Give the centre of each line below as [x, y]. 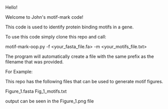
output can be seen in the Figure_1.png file [50, 101]
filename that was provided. [34, 62]
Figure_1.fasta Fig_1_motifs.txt [36, 91]
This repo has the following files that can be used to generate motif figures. [84, 81]
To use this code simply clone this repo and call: [56, 37]
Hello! [11, 7]
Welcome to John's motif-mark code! [44, 17]
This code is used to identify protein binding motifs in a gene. [69, 27]
